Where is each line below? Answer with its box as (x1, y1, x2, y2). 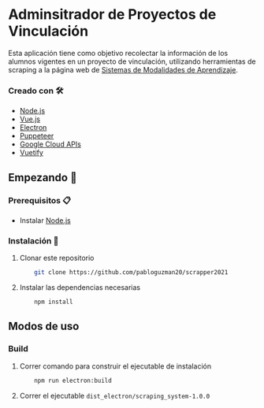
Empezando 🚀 (8, 171, 77, 184)
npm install (34, 298, 73, 306)
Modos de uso (8, 320, 80, 333)
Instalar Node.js (19, 215, 71, 225)
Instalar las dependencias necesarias (19, 283, 140, 292)
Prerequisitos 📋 (8, 195, 72, 206)
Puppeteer (19, 132, 54, 141)
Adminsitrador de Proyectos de (8, 6, 217, 24)
